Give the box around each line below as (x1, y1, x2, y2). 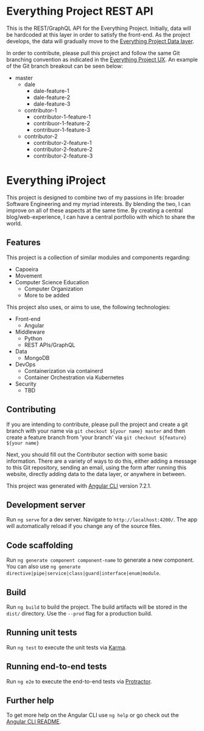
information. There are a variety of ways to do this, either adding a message (6, 457, 197, 465)
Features (6, 237, 41, 248)
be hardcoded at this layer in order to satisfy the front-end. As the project (6, 31, 191, 38)
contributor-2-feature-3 (33, 152, 93, 160)
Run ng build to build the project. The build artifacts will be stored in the (6, 603, 188, 611)
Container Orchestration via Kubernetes (24, 373, 124, 381)
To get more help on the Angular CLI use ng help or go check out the (6, 711, 179, 719)
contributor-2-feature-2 (33, 145, 93, 153)
